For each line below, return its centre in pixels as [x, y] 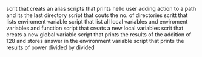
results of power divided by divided [51, 47]
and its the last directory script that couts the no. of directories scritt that [97, 15]
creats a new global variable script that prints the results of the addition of [99, 35]
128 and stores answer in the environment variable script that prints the [95, 41]
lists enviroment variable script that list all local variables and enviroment [97, 22]
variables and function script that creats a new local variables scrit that [95, 28]
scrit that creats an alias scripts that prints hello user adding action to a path [101, 9]
